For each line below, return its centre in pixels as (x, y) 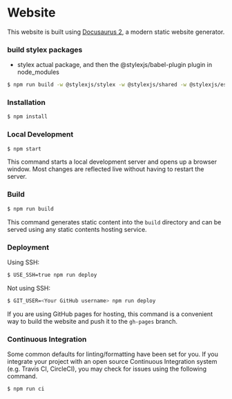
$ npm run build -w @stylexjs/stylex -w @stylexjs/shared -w (97, 85)
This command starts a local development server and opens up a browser (112, 162)
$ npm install (28, 117)
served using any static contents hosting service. (77, 229)
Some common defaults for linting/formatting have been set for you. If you (113, 354)
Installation (27, 103)
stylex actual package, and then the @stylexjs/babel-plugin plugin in (115, 65)
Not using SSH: (29, 288)
